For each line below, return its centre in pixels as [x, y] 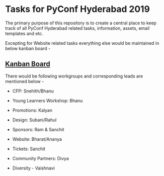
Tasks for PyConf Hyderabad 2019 [78, 9]
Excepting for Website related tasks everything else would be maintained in [82, 43]
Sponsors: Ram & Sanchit [38, 129]
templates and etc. [24, 33]
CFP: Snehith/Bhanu [33, 91]
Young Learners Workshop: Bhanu [47, 100]
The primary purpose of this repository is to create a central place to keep [81, 23]
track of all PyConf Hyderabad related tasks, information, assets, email [78, 28]
